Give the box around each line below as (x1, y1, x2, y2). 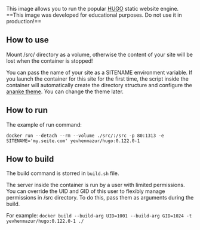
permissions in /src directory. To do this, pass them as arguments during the (6, 194, 194, 201)
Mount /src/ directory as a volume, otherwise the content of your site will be (6, 51, 193, 58)
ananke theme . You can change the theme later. (6, 88, 124, 95)
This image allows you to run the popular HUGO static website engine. (6, 5, 179, 12)
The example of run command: (6, 121, 82, 128)
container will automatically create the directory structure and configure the (6, 81, 192, 88)
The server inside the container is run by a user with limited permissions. (6, 182, 185, 189)
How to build (6, 154, 54, 164)
